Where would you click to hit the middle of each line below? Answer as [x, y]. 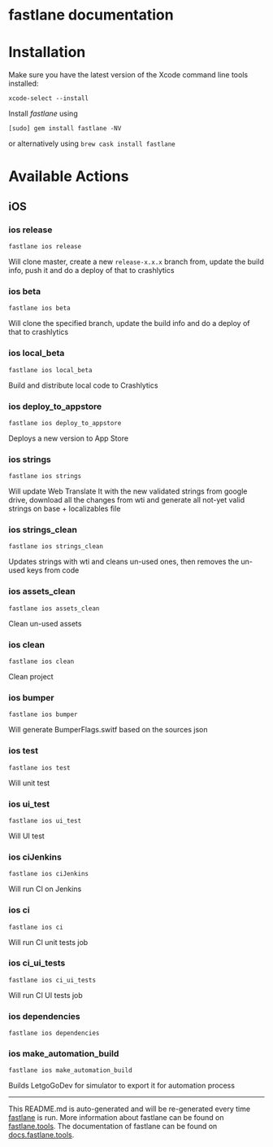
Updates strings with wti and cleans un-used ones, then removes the [124, 562]
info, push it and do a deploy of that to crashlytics [91, 270]
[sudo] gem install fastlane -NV [65, 129]
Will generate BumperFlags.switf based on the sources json [108, 730]
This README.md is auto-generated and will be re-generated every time [129, 1109]
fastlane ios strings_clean [56, 547]
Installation [47, 53]
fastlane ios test [39, 767]
